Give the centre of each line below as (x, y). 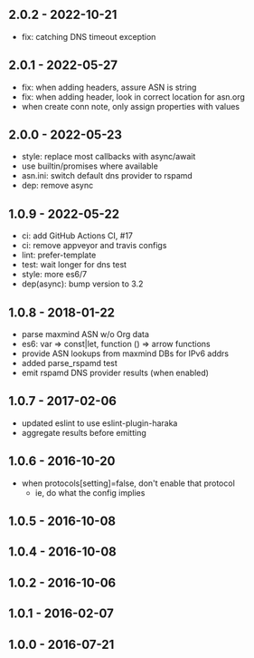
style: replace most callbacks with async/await (108, 157)
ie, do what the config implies (90, 492)
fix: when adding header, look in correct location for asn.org (133, 97)
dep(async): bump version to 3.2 (82, 284)
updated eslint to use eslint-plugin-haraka (99, 423)
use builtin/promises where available (90, 166)
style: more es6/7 (54, 275)
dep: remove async (57, 186)
